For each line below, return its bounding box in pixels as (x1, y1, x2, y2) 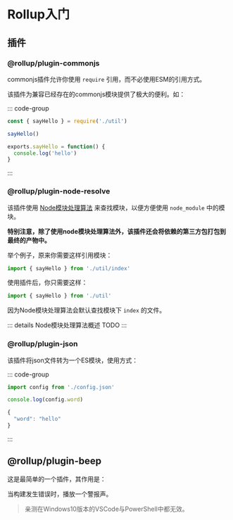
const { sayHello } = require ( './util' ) (7, 118, 128, 125)
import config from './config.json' (7, 383, 115, 391)
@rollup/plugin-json (7, 339, 78, 349)
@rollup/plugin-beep (7, 455, 102, 467)
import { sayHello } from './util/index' (7, 265, 131, 272)
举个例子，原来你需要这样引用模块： (7, 251, 113, 259)
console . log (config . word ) (7, 396, 83, 403)
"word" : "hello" (13, 416, 61, 423)
